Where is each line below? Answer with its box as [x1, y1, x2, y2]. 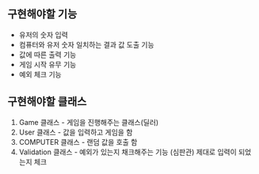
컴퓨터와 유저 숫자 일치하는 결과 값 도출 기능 [18, 40, 155, 49]
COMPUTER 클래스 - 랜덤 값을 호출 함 [18, 137, 138, 146]
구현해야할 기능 [7, 7, 78, 21]
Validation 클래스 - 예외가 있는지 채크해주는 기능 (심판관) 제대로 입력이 [18, 147, 237, 157]
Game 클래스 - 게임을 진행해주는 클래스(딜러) [18, 117, 159, 127]
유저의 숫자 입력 [18, 30, 68, 40]
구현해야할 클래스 [7, 95, 87, 108]
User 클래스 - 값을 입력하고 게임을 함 [18, 127, 133, 137]
